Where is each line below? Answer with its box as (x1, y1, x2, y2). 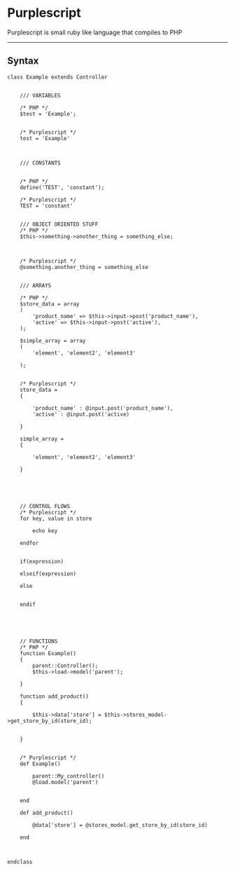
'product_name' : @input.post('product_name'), (32, 404, 173, 411)
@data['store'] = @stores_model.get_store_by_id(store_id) (32, 821, 208, 828)
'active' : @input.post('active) (32, 411, 130, 418)
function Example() (20, 650, 77, 657)
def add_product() (20, 809, 73, 816)
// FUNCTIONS (20, 638, 58, 645)
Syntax (7, 55, 39, 67)
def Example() (20, 760, 61, 767)
